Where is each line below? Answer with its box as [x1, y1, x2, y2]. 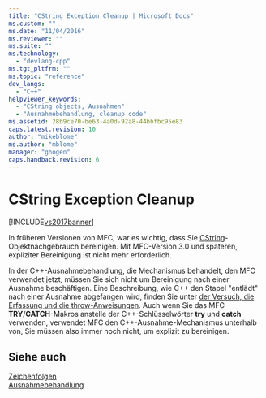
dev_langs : [8, 80, 45, 88]
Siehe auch [8, 350, 66, 364]
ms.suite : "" [8, 42, 53, 50]
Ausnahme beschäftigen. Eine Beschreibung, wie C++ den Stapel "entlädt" [8, 283, 259, 293]
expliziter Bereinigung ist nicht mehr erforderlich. [8, 250, 172, 260]
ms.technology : [8, 50, 60, 58]
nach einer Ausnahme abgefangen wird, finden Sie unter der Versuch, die [8, 292, 255, 301]
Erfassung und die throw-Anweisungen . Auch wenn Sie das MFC [8, 301, 225, 310]
